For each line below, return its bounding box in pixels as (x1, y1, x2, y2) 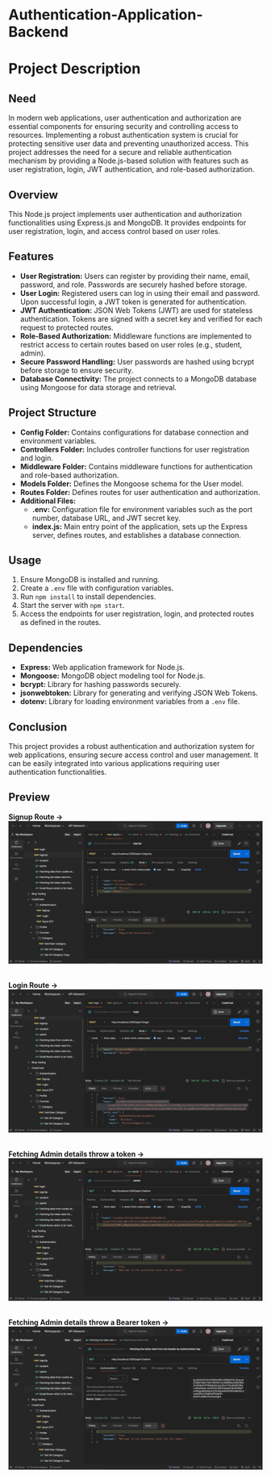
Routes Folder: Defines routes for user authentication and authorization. (19, 487, 261, 497)
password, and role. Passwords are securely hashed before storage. (19, 280, 248, 289)
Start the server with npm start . (19, 601, 125, 610)
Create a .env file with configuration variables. (19, 583, 174, 593)
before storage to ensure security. (19, 365, 134, 375)
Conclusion (8, 720, 68, 734)
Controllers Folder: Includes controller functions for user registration (19, 444, 250, 454)
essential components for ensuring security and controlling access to (8, 122, 239, 131)
